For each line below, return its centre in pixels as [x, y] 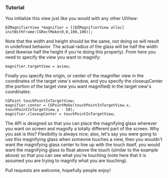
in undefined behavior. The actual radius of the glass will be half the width [81, 47]
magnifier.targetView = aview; [38, 67]
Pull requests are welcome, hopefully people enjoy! [58, 170]
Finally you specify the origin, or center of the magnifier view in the [74, 76]
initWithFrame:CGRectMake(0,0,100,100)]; [49, 32]
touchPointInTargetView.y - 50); [40, 110]
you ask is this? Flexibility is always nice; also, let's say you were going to [81, 134]
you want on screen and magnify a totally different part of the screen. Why [82, 129]
